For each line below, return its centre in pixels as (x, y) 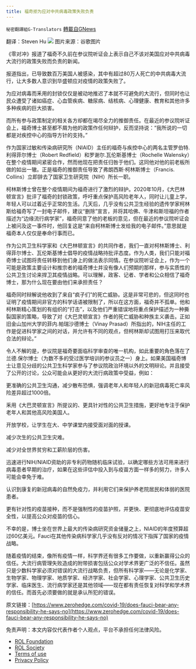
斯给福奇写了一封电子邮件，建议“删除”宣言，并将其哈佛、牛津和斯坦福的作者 (98, 211)
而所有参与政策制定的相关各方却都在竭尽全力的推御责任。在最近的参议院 (93, 120)
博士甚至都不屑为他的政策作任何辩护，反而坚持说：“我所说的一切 (109, 128)
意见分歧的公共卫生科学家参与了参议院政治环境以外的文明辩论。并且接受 (103, 365)
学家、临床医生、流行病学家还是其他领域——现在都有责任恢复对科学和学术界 (98, 585)
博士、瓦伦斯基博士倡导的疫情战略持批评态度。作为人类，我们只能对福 (106, 253)
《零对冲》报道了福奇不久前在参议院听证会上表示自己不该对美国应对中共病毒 (98, 54)
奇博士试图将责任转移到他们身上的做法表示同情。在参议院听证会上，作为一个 (98, 260)
